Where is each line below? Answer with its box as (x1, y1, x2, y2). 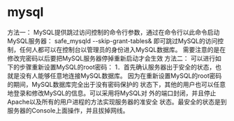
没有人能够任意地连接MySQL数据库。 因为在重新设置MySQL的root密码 (19, 71, 222, 80)
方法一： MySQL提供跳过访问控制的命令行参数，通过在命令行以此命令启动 (7, 28, 220, 36)
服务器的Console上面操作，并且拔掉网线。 (7, 106, 129, 115)
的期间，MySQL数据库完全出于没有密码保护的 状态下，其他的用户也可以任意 (7, 80, 226, 88)
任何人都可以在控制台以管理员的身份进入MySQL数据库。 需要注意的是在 (19, 45, 226, 54)
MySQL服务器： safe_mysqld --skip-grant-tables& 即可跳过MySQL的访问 (7, 36, 218, 45)
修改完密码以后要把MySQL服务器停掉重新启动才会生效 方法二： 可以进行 (7, 54, 216, 63)
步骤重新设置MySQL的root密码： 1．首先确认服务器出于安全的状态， (19, 63, 216, 71)
